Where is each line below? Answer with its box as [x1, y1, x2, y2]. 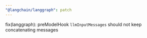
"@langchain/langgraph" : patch [5, 7, 72, 13]
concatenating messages [5, 26, 59, 33]
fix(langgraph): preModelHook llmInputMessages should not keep [5, 21, 142, 27]
